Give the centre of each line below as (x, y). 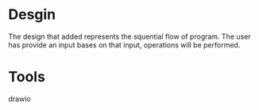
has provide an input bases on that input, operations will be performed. (124, 44)
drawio (19, 99)
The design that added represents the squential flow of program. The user (130, 36)
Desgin (32, 15)
